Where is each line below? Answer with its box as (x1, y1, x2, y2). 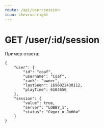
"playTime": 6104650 (23, 87, 67, 92)
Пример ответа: (5, 51, 40, 57)
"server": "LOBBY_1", (23, 105, 69, 110)
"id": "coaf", (23, 70, 53, 75)
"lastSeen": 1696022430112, (23, 83, 83, 88)
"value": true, (23, 101, 56, 106)
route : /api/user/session (5, 7, 60, 13)
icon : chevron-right (5, 12, 49, 17)
